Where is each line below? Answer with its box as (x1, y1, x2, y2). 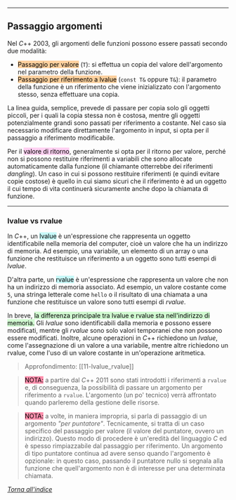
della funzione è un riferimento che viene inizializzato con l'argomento (17, 82, 221, 91)
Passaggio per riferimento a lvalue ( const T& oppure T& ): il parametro (17, 75, 217, 84)
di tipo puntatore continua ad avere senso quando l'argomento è (24, 449, 211, 458)
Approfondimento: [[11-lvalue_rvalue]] (24, 362, 134, 371)
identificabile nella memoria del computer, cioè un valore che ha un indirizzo (7, 239, 228, 248)
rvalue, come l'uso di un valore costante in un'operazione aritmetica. (7, 349, 206, 357)
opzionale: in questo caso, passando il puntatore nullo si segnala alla (24, 456, 223, 465)
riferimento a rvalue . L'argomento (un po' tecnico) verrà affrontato (24, 391, 216, 400)
